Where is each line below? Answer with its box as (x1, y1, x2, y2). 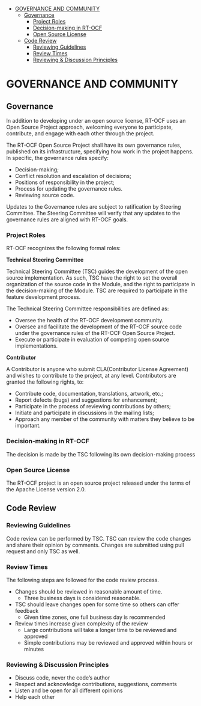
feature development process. (6, 293, 81, 301)
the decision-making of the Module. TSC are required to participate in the (6, 287, 188, 294)
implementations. (14, 342, 58, 349)
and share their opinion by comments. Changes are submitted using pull (6, 541, 184, 548)
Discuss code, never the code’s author (14, 674, 110, 681)
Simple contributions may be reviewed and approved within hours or (23, 639, 193, 646)
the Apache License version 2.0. (6, 485, 86, 493)
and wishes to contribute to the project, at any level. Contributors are (6, 372, 176, 379)
